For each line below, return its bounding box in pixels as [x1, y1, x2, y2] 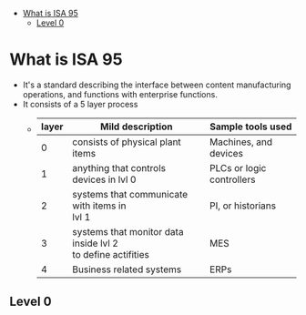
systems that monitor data [72, 225, 184, 238]
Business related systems [72, 263, 182, 276]
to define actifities [72, 248, 150, 260]
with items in [72, 199, 127, 212]
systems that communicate [72, 188, 189, 200]
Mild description [99, 120, 173, 133]
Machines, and [209, 136, 273, 148]
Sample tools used [209, 120, 292, 133]
